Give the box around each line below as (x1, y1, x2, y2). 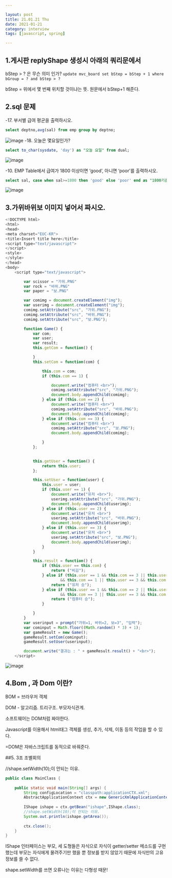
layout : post (5, 12, 33, 17)
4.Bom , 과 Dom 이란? (5, 679, 73, 688)
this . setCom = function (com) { (32, 359, 100, 364)
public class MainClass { (5, 776, 60, 781)
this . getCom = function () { (32, 345, 93, 351)
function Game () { (24, 326, 63, 332)
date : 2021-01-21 (5, 22, 42, 27)
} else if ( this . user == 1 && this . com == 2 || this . (41, 587, 159, 592)
